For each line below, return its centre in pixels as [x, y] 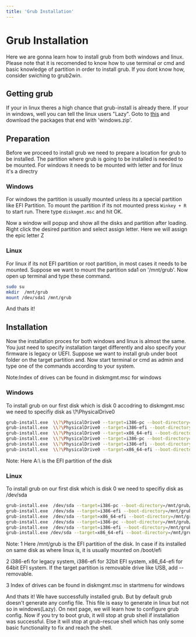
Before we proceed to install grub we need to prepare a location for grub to [96, 153]
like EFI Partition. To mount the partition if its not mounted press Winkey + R [96, 206]
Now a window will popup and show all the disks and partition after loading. [97, 223]
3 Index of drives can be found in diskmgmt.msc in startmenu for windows [95, 585]
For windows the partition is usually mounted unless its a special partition [94, 199]
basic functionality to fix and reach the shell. [59, 628]
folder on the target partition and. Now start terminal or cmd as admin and [95, 360]
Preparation [28, 138]
